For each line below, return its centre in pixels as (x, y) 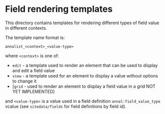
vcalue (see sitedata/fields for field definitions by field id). (66, 106)
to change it (24, 81)
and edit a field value (33, 71)
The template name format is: (35, 38)
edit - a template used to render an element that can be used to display (85, 65)
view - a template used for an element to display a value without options (85, 76)
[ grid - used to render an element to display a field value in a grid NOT (84, 86)
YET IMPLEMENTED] (33, 91)
